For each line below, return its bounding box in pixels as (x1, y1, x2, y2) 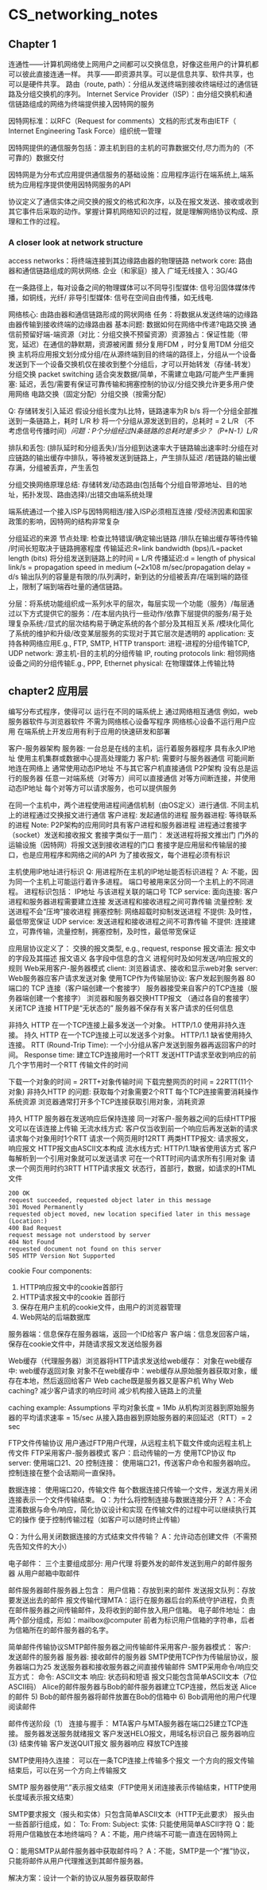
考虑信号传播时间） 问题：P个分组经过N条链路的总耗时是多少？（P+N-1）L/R (8, 426, 258, 435)
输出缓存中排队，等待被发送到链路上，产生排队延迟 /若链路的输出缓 (35, 453, 257, 463)
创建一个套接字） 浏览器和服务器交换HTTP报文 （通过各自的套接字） (29, 994, 254, 1003)
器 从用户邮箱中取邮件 (8, 1568, 80, 1578)
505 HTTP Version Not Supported (8, 1252, 115, 1260)
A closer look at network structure (8, 236, 143, 248)
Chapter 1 (8, 37, 57, 51)
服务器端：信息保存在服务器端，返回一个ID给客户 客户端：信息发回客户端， (8, 1330, 254, 1339)
